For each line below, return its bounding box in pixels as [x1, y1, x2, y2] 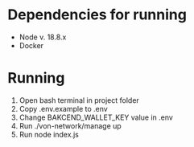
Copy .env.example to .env [19, 104, 108, 113]
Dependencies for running [7, 6, 187, 24]
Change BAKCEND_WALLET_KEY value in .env [19, 112, 174, 122]
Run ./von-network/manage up [19, 120, 122, 130]
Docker [19, 40, 44, 50]
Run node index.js [19, 129, 80, 139]
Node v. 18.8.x [19, 32, 67, 42]
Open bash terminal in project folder [19, 95, 140, 105]
